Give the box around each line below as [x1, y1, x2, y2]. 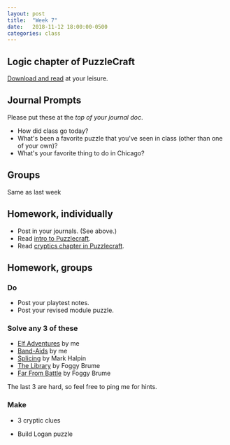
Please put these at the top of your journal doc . [7, 113, 143, 121]
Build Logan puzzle [17, 430, 73, 438]
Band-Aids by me [17, 347, 68, 355]
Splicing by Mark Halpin [17, 354, 86, 362]
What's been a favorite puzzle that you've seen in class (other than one [17, 134, 223, 142]
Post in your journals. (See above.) [17, 227, 117, 235]
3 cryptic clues [17, 416, 61, 424]
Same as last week [7, 188, 62, 196]
